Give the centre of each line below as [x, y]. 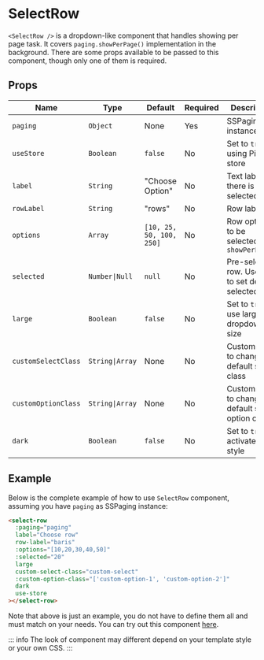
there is [240, 186]
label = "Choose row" [47, 535]
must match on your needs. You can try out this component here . [114, 625]
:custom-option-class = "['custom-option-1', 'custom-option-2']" [123, 579]
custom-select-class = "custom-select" [77, 572]
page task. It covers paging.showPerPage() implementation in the [112, 43]
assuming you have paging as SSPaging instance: [88, 506]
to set [237, 281]
